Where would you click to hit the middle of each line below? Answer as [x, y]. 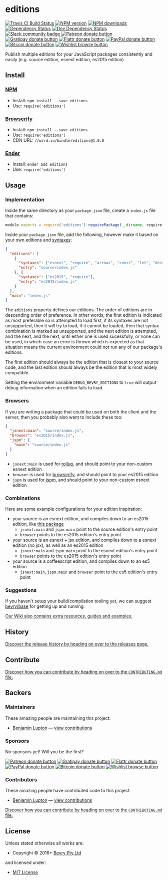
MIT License [25, 872]
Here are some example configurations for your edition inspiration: [74, 509]
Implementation [25, 199]
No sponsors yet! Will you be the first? [44, 751]
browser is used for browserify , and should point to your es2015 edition [85, 474]
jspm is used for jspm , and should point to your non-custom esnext [81, 480]
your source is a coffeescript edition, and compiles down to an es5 [81, 561]
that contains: [19, 215]
